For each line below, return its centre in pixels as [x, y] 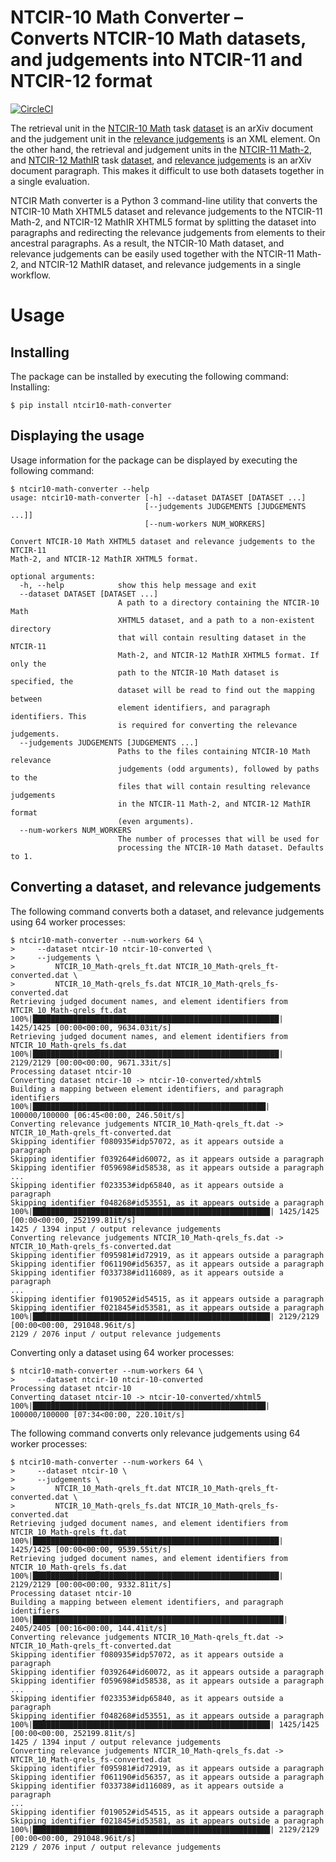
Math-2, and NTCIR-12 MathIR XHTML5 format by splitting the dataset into [163, 222]
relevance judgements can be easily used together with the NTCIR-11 [152, 253]
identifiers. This [48, 716]
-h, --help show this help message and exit [138, 585]
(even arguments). [156, 821]
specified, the [42, 681]
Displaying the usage [77, 436]
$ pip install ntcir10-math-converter [91, 405]
